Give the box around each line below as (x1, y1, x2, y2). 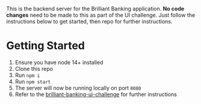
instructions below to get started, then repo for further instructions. (6, 18, 173, 25)
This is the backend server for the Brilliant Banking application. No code (6, 5, 185, 12)
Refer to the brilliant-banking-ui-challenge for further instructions (14, 90, 178, 98)
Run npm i (14, 72, 40, 79)
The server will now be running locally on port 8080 (14, 84, 141, 91)
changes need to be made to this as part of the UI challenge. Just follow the (6, 11, 196, 19)
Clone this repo (14, 65, 53, 72)
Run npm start (14, 78, 51, 85)
